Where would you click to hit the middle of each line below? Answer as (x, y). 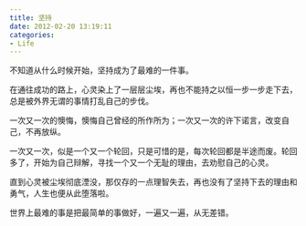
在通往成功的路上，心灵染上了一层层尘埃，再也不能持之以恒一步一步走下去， (153, 90)
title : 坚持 (31, 18)
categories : (32, 35)
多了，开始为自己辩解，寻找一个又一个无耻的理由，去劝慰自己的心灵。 (142, 163)
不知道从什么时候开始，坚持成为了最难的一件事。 (101, 70)
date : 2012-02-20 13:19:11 (61, 26)
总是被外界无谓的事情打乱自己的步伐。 (81, 101)
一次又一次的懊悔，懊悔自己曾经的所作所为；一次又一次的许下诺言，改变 (145, 120)
